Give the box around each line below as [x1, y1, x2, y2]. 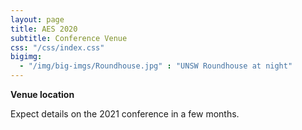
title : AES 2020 [10, 24, 78, 34]
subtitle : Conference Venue [10, 33, 128, 43]
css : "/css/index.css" [10, 42, 105, 53]
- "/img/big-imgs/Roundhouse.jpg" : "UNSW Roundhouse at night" [19, 61, 293, 71]
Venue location [10, 89, 75, 100]
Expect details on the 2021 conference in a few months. [10, 108, 240, 120]
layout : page [10, 14, 65, 25]
